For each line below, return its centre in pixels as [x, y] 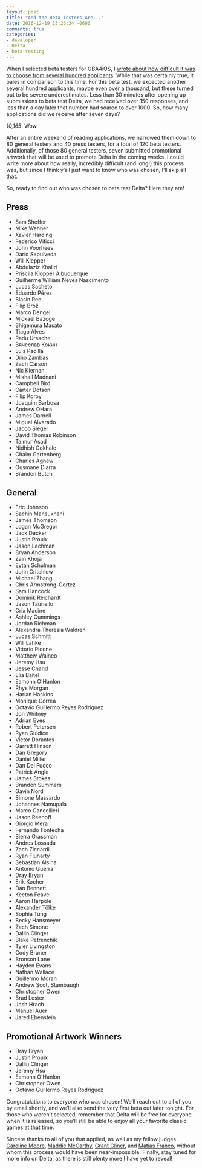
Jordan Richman [35, 624]
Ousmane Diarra [35, 467]
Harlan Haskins [34, 695]
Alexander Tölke [35, 908]
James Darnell [33, 415]
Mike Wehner [31, 228]
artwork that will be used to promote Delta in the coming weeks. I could [95, 157]
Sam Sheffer [31, 222]
